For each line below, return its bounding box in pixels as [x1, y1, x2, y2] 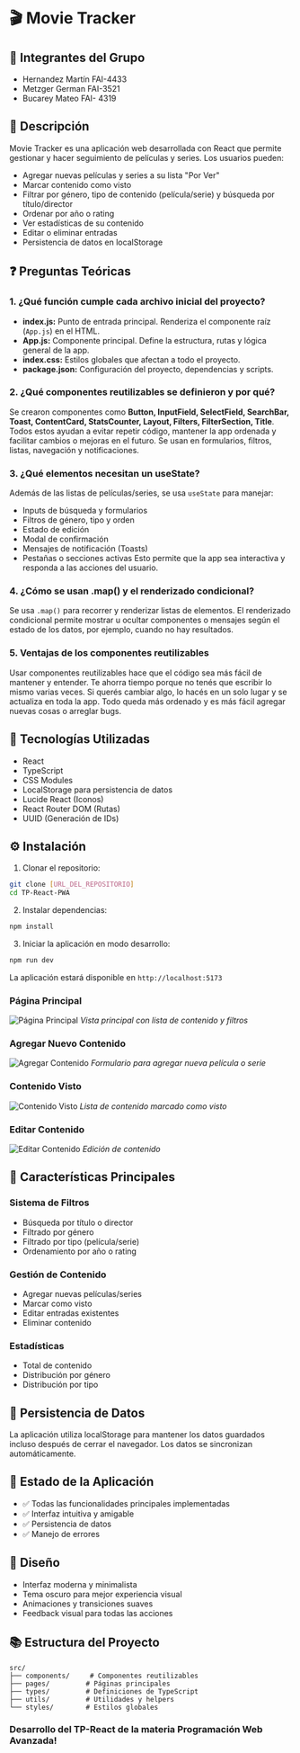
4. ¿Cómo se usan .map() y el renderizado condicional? [9, 585, 254, 597]
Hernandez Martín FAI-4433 [22, 74, 128, 85]
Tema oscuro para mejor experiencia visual [22, 1588, 182, 1599]
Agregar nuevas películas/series [22, 1288, 142, 1299]
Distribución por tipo [22, 1379, 99, 1391]
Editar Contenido [9, 1122, 85, 1135]
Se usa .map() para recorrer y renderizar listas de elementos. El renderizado [9, 605, 291, 616]
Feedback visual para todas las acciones [22, 1607, 173, 1618]
